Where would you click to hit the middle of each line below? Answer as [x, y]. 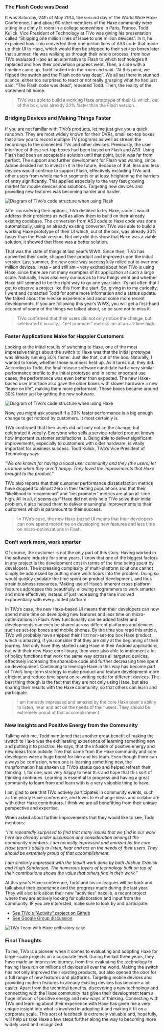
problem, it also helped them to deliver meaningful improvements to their [78, 504]
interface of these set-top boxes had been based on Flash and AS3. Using [80, 150]
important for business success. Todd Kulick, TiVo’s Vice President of [75, 448]
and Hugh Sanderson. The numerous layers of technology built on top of [79, 868]
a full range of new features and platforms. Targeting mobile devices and [78, 977]
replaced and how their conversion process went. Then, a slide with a [75, 64]
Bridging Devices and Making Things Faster [58, 118]
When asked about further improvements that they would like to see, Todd [80, 818]
